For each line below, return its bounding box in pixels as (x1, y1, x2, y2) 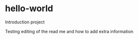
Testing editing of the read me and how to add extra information (5, 28, 134, 34)
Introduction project (5, 19, 45, 25)
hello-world (5, 3, 54, 14)
